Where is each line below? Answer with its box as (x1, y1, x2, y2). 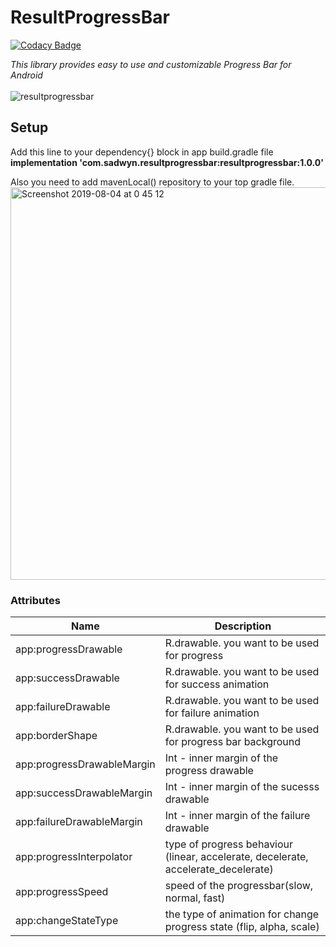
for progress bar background (164, 735, 302, 749)
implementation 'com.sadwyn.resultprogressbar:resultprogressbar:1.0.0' (10, 156, 324, 168)
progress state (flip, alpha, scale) (164, 920, 320, 934)
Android (10, 69, 43, 81)
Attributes (10, 593, 61, 607)
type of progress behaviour (164, 837, 294, 851)
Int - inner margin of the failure (164, 809, 311, 823)
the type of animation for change (164, 907, 320, 921)
